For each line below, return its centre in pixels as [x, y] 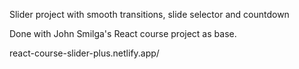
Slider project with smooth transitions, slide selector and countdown [149, 14]
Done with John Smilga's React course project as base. [123, 33]
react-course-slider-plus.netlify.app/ [84, 53]
